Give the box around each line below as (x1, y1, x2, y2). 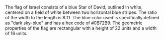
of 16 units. (5, 31, 28, 36)
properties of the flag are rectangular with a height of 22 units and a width (5, 25, 157, 31)
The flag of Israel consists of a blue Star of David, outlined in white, (5, 4, 143, 10)
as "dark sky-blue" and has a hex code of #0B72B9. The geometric (5, 20, 143, 26)
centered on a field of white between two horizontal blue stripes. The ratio (5, 9, 158, 15)
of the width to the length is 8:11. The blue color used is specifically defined (5, 15, 160, 20)
